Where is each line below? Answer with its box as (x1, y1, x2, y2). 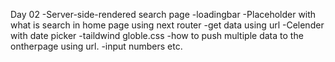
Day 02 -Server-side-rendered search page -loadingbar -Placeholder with (10, 9, 317, 20)
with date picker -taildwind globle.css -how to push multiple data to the (10, 30, 304, 41)
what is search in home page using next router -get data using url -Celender (10, 19, 325, 31)
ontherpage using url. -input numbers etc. (10, 40, 183, 52)
